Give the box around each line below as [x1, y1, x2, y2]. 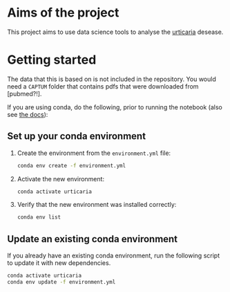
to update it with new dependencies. [7, 259, 111, 267]
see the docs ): [7, 110, 48, 118]
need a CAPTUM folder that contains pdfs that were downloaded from [7, 82, 199, 91]
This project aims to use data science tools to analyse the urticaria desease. [7, 28, 224, 36]
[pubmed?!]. [7, 89, 42, 98]
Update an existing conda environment [7, 233, 178, 245]
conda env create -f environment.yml [17, 162, 126, 169]
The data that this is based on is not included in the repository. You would [7, 75, 216, 83]
